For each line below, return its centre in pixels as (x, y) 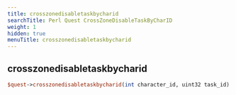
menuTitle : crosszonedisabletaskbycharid (69, 40)
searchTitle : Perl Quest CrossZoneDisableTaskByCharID (90, 20)
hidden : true (27, 33)
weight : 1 (22, 27)
